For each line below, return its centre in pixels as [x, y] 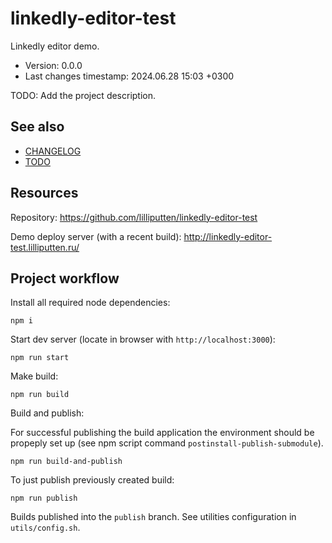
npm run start [40, 358]
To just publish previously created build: [92, 480]
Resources [44, 193]
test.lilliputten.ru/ [45, 247]
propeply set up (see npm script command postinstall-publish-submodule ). [167, 443]
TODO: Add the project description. [83, 95]
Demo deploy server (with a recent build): [96, 236]
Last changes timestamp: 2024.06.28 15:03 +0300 [129, 76]
